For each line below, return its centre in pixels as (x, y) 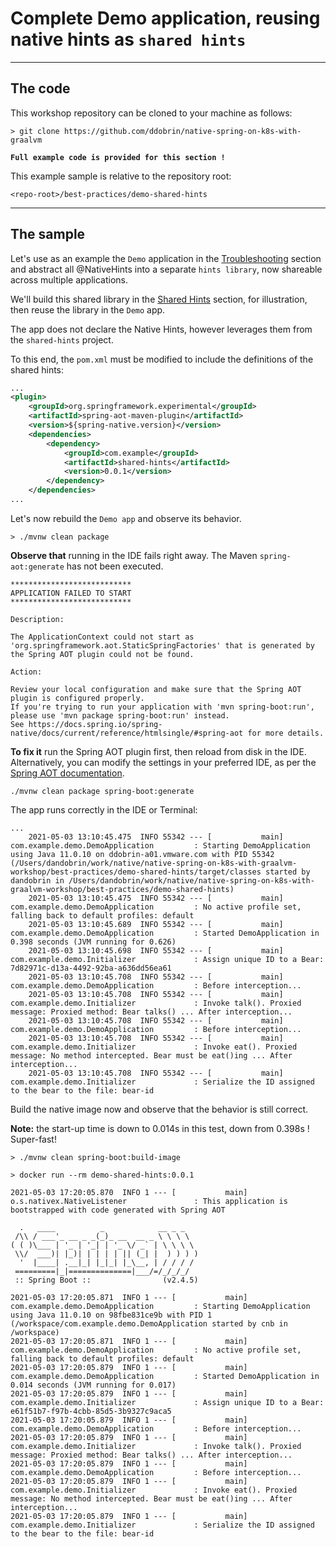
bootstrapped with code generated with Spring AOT (118, 1210)
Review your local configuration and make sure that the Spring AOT (156, 689)
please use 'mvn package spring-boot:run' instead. (120, 715)
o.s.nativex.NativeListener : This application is (149, 1201)
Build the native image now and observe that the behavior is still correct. (159, 1109)
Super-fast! (33, 1139)
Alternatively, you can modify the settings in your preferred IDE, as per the (163, 762)
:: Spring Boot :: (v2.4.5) (106, 1280)
